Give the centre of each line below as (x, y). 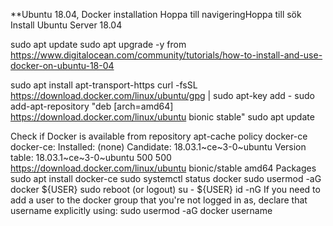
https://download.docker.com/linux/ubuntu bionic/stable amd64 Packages (163, 168)
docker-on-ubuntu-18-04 (62, 65)
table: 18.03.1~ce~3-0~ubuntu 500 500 (91, 157)
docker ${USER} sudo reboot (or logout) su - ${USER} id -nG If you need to (165, 189)
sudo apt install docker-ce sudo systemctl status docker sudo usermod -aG (166, 178)
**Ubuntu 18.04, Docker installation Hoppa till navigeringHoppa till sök (156, 14)
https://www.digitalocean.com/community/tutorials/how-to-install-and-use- (166, 55)
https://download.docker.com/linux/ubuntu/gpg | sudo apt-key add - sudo (162, 95)
